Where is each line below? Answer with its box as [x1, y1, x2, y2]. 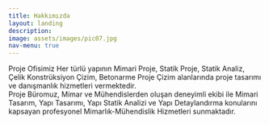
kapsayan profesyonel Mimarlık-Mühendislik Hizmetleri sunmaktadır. [8, 106, 236, 117]
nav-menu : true [8, 42, 60, 50]
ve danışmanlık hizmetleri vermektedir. [8, 81, 137, 91]
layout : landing [8, 19, 63, 27]
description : [8, 27, 53, 35]
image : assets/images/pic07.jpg [8, 34, 117, 43]
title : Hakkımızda [8, 11, 70, 20]
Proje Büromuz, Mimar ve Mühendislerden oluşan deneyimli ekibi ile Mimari [8, 89, 258, 99]
